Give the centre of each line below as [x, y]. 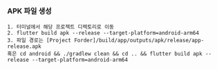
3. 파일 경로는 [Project [39, 41]
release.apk [24, 46]
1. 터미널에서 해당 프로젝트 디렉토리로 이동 [61, 27]
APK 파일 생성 [29, 10]
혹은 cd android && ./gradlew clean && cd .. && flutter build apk [105, 54]
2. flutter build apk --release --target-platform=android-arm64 [103, 33]
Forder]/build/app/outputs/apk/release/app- [139, 41]
